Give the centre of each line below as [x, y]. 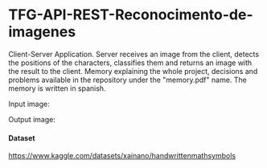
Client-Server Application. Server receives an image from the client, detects [134, 54]
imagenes [42, 32]
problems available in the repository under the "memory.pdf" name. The [128, 80]
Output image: [32, 119]
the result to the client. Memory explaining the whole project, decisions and [133, 71]
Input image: [29, 104]
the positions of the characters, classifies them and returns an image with [130, 63]
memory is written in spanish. [57, 88]
